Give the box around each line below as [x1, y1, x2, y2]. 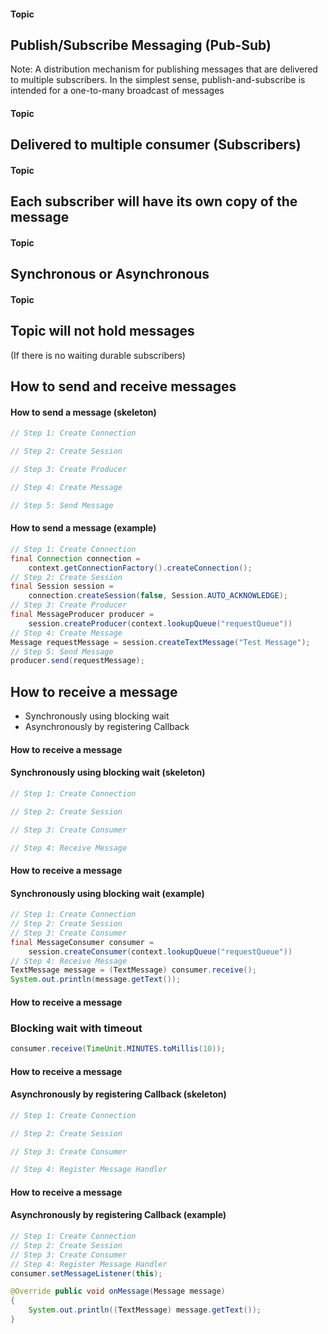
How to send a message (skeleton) [10, 406, 157, 418]
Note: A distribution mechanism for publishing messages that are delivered [10, 63, 318, 75]
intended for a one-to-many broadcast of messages [10, 85, 225, 97]
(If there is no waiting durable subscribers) [10, 349, 186, 361]
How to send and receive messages [10, 378, 237, 395]
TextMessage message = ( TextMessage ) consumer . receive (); [10, 965, 257, 975]
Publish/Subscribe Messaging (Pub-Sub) [10, 36, 272, 54]
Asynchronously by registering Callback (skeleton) [10, 1088, 227, 1100]
